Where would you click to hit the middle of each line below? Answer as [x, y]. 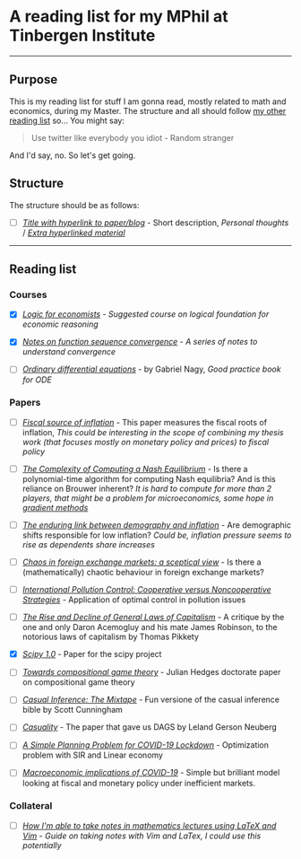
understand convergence [69, 352]
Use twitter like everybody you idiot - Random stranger [133, 137]
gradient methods [55, 507]
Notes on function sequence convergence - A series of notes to [140, 342]
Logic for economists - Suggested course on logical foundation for [146, 314]
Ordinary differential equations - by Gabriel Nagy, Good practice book [151, 369]
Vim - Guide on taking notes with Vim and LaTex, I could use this [142, 836]
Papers [25, 403]
